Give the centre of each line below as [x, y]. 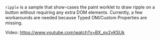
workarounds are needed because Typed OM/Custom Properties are [76, 18]
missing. [14, 23]
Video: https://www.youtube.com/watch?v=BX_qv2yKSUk [65, 32]
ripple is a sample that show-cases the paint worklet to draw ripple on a [80, 7]
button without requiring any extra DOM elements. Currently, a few [74, 12]
